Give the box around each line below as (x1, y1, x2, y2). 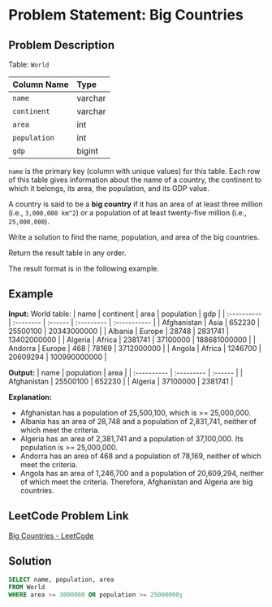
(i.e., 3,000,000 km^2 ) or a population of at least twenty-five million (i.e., (8, 208, 247, 217)
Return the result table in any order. (8, 248, 127, 258)
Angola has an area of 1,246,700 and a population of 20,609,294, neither (19, 468, 264, 478)
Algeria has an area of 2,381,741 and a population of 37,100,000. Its (19, 433, 244, 444)
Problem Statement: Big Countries (8, 6, 244, 24)
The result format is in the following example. (8, 264, 160, 273)
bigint (76, 145, 99, 156)
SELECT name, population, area (8, 575, 114, 584)
